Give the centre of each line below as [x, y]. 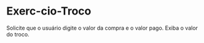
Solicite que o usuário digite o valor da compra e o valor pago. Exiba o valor [102, 28]
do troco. [18, 34]
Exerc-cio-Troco [49, 11]
